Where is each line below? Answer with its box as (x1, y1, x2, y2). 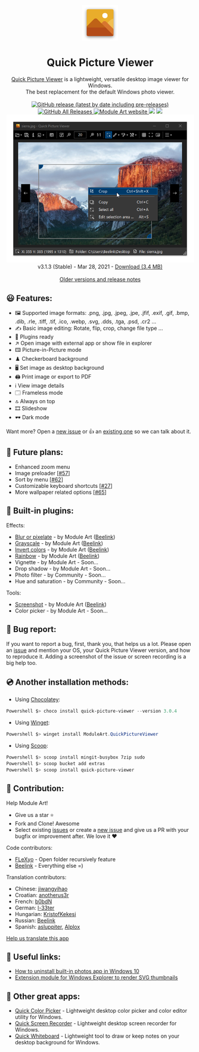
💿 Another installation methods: (6, 677, 129, 687)
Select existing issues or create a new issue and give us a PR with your (14, 826, 189, 833)
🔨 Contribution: (6, 784, 64, 794)
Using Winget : (14, 719, 50, 726)
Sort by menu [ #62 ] (14, 476, 64, 483)
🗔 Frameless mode (14, 389, 63, 397)
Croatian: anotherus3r (14, 891, 69, 899)
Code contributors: (6, 844, 52, 851)
